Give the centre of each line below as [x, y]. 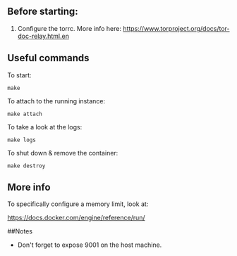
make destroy [26, 166]
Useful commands [48, 58]
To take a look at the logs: [45, 127]
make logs [22, 140]
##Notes [20, 231]
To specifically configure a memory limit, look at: [78, 204]
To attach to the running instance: [56, 101]
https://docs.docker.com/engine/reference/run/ [77, 218]
